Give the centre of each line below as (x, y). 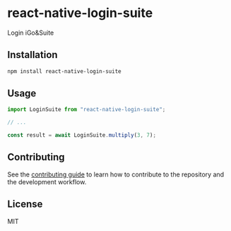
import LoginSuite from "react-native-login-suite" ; (87, 110)
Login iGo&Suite (31, 33)
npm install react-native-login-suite (64, 71)
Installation (32, 55)
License (25, 204)
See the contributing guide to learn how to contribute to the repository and (116, 174)
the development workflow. (47, 181)
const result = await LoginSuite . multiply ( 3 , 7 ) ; (82, 135)
